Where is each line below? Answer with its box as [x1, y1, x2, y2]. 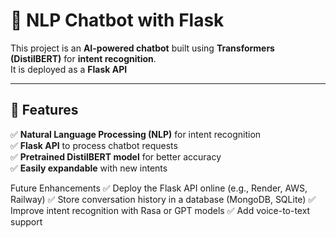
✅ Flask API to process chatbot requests [10, 139, 178, 151]
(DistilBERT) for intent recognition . [10, 52, 157, 64]
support [10, 215, 43, 228]
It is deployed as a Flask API [10, 63, 128, 75]
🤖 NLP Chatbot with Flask [10, 9, 225, 32]
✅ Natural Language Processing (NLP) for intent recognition [10, 128, 262, 140]
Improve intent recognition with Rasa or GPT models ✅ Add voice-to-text [10, 204, 311, 216]
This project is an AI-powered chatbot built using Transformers [10, 42, 275, 54]
